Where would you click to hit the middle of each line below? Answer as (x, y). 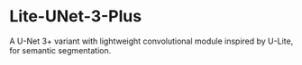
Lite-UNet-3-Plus (76, 16)
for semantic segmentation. (60, 50)
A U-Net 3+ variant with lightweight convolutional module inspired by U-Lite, (151, 41)
